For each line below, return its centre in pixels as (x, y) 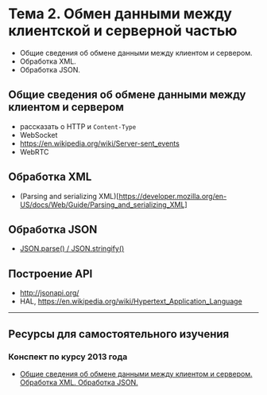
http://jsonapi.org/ (49, 293)
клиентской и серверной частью (123, 31)
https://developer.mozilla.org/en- (173, 196)
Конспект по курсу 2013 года (68, 357)
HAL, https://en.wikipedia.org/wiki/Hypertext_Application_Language (131, 301)
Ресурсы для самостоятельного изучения (119, 334)
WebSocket (39, 135)
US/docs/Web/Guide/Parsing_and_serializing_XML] (104, 205)
